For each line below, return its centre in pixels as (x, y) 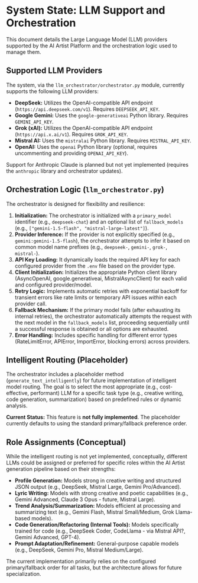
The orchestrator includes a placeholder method (65, 374)
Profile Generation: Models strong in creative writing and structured (98, 480)
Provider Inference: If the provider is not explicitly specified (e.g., (95, 234)
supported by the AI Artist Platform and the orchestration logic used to (92, 46)
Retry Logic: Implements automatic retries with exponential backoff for (101, 291)
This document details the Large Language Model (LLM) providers (87, 39)
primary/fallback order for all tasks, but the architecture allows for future (94, 568)
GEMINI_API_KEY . (34, 122)
